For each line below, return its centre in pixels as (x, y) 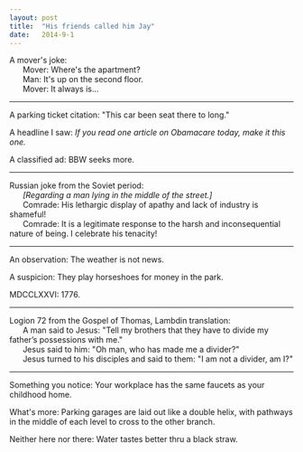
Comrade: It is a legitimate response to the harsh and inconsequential (151, 224)
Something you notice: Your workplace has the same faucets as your (137, 385)
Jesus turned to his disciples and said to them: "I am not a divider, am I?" (157, 359)
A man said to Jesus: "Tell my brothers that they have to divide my (145, 330)
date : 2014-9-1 (42, 34)
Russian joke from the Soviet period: (77, 185)
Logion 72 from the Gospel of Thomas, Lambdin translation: (120, 321)
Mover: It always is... (60, 89)
